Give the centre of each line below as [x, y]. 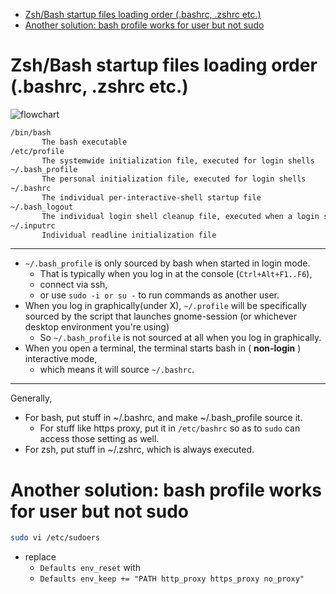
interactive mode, [61, 359]
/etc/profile [37, 151]
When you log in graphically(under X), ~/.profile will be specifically [165, 306]
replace [40, 557]
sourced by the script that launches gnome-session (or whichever [161, 316]
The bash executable [84, 142]
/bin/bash [31, 132]
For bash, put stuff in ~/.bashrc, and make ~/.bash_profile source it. [163, 418]
